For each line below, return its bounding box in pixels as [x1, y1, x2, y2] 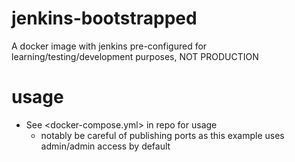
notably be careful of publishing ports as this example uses [40, 129, 285, 141]
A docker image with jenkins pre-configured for [11, 40, 208, 52]
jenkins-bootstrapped [11, 7, 198, 30]
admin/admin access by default [40, 140, 171, 152]
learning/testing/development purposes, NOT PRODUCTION [11, 50, 259, 62]
